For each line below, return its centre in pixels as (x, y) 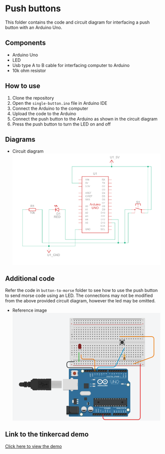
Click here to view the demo (33, 446)
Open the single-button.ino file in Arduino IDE (60, 103)
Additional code (30, 279)
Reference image (30, 310)
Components (25, 43)
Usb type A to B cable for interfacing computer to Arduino (71, 65)
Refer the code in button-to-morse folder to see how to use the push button (82, 291)
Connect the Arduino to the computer (50, 108)
